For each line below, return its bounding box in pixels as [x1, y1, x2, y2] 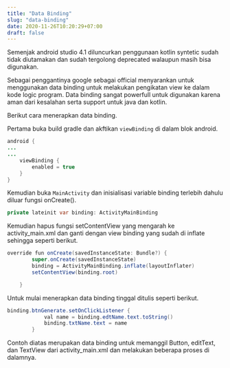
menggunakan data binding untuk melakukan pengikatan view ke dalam [7, 83, 210, 91]
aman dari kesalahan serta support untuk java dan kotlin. [7, 98, 168, 107]
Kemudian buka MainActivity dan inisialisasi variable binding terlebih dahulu [7, 188, 223, 197]
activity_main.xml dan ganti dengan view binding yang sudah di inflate [7, 229, 205, 237]
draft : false [7, 29, 45, 36]
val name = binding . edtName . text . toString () [43, 314, 174, 321]
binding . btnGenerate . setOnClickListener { [7, 307, 130, 314]
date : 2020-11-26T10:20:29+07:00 [7, 23, 103, 30]
